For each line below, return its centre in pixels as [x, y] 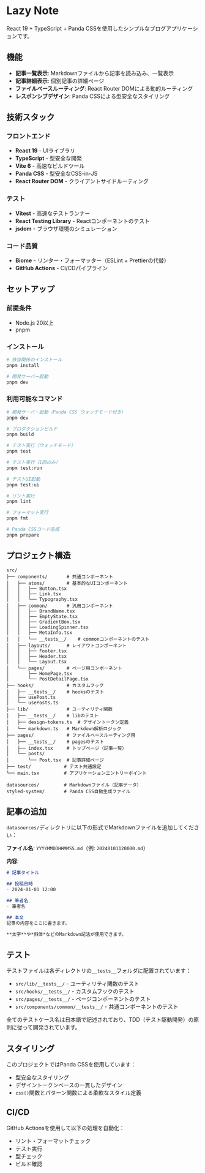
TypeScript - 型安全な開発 [49, 158]
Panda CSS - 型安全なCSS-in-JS [56, 174]
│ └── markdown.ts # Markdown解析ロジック [64, 729]
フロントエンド [28, 137]
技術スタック [31, 117]
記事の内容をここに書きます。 [38, 923]
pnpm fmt [17, 518]
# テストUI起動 [24, 479]
